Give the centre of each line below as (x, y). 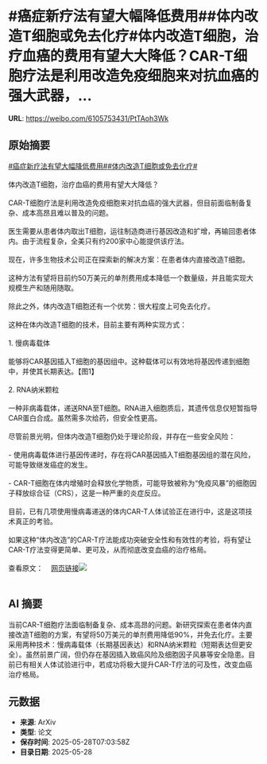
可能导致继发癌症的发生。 (50, 464)
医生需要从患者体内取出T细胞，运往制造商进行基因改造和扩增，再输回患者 (129, 231)
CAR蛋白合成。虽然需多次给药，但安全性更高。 (85, 417)
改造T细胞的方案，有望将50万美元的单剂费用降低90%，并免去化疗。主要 (133, 634)
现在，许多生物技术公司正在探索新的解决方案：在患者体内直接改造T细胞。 (129, 259)
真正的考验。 (36, 521)
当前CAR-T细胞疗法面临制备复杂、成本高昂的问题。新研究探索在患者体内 (127, 624)
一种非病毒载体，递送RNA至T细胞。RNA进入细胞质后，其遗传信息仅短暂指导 (133, 408)
